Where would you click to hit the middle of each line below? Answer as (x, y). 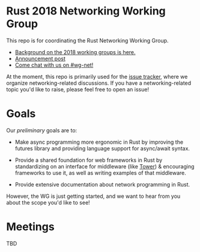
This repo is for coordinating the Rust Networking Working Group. (88, 40)
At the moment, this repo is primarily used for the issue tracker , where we (97, 76)
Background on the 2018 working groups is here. (75, 52)
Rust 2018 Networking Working (86, 11)
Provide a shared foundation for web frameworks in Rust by (89, 160)
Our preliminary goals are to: (42, 130)
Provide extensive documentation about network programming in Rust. (102, 184)
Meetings (31, 227)
